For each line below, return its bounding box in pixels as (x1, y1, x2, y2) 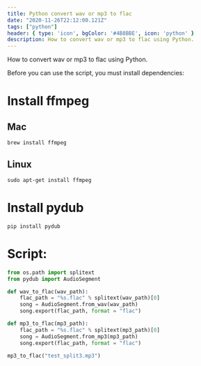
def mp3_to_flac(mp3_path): (7, 320, 89, 328)
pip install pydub (7, 222, 61, 230)
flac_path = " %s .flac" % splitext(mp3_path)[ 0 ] (19, 326, 160, 333)
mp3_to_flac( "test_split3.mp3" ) (7, 352, 101, 359)
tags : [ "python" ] (7, 23, 58, 30)
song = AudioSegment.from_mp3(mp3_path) (19, 333, 138, 340)
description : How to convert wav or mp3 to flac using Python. (7, 36, 195, 43)
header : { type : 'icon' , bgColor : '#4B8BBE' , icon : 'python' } (7, 29, 195, 37)
